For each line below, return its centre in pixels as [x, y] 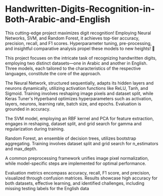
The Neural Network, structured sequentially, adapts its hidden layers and [80, 83]
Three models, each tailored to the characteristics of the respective [73, 68]
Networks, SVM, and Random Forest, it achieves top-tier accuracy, [72, 38]
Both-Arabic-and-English [58, 19]
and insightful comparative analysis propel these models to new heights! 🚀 [80, 48]
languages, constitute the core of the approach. [53, 73]
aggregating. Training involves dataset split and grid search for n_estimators [82, 143]
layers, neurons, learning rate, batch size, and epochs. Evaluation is [73, 104]
